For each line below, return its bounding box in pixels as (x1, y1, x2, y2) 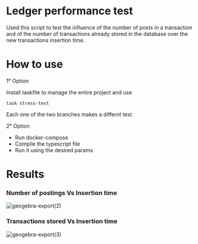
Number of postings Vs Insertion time (6, 189, 117, 197)
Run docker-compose (14, 134, 69, 141)
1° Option (6, 77, 29, 84)
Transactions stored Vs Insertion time (6, 217, 118, 226)
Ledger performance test (6, 4, 133, 18)
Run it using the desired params (14, 146, 94, 153)
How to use (6, 58, 63, 71)
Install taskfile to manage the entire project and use (6, 88, 132, 96)
